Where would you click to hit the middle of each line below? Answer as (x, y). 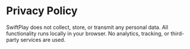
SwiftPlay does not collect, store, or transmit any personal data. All (87, 27)
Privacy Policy (42, 11)
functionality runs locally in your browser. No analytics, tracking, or (88, 33)
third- (178, 33)
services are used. (43, 40)
